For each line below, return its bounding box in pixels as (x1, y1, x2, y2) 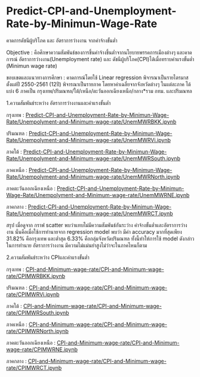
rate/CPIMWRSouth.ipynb (6, 309, 70, 316)
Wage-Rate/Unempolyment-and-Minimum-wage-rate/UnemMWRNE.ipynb (6, 191, 190, 198)
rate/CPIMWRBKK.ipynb (6, 272, 66, 279)
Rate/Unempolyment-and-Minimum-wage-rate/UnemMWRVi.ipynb (6, 136, 171, 143)
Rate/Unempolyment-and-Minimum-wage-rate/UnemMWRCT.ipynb (6, 210, 173, 217)
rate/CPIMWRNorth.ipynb (6, 327, 69, 334)
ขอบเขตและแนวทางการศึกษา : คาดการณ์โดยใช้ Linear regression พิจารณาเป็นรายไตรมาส (6, 74, 189, 81)
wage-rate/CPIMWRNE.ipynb (6, 346, 78, 353)
